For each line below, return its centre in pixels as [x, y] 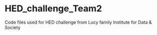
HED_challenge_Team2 [53, 9]
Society [13, 27]
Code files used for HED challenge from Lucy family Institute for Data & [78, 22]
